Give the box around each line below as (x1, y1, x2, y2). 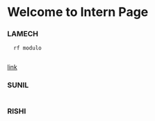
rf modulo (13, 45, 42, 52)
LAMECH (7, 29, 38, 39)
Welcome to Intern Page (7, 4, 149, 20)
